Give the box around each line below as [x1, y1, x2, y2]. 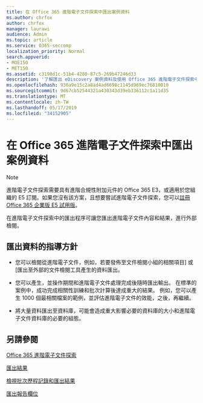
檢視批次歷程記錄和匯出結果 [6, 377, 76, 384]
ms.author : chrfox [6, 15, 53, 21]
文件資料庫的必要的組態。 [20, 315, 85, 322]
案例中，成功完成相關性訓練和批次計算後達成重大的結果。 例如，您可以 [14, 287, 192, 294]
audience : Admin [6, 32, 47, 38]
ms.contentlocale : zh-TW [6, 99, 69, 105]
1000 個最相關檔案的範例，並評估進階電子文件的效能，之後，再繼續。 [22, 295, 195, 302]
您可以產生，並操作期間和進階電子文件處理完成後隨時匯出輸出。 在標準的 [14, 279, 197, 287]
